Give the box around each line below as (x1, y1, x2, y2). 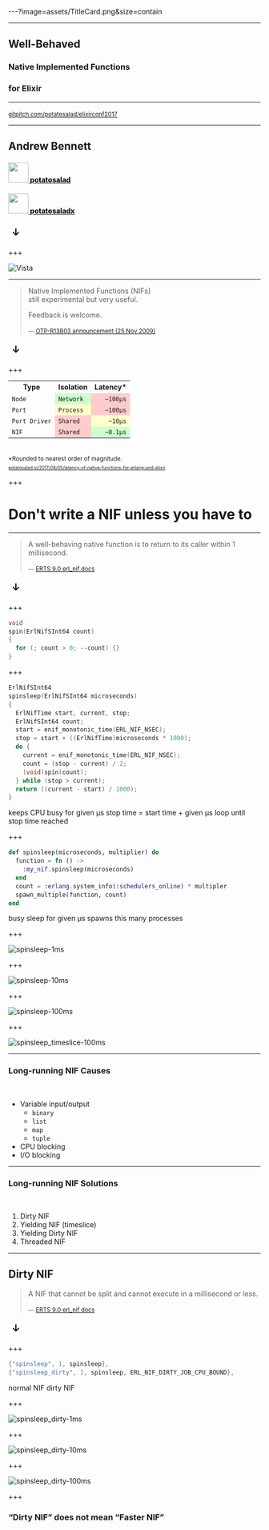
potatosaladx (30, 206, 75, 215)
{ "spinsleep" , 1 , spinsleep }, (8, 1359, 110, 1368)
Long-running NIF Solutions (8, 1178, 118, 1189)
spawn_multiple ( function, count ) (15, 891, 127, 899)
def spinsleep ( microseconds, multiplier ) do (8, 848, 159, 856)
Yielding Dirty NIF (19, 1229, 78, 1238)
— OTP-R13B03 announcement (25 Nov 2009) (27, 327, 156, 335)
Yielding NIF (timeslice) (19, 1220, 97, 1230)
